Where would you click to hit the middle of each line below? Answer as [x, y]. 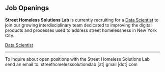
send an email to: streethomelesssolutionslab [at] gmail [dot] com [71, 64]
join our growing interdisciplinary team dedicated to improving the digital [79, 25]
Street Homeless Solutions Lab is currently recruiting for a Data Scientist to [82, 20]
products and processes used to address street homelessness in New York [81, 30]
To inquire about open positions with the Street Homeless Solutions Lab [77, 59]
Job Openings [27, 8]
